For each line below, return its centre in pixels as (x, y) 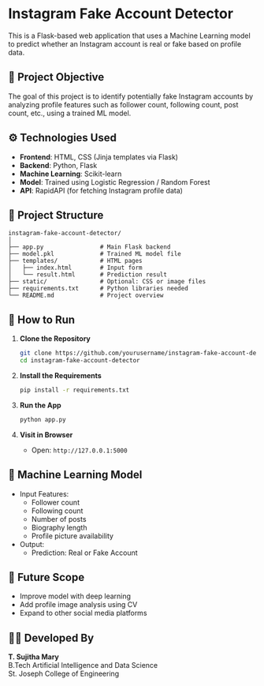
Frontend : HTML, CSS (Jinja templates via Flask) (99, 157)
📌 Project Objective (56, 77)
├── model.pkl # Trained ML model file (95, 254)
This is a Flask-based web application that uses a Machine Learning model (129, 36)
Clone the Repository (55, 339)
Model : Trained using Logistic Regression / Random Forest (115, 182)
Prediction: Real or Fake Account (84, 553)
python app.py (43, 419)
